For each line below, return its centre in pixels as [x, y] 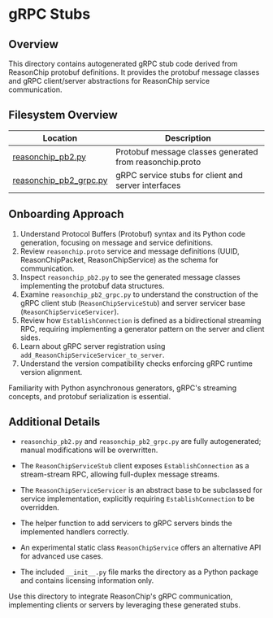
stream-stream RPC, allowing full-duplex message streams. [120, 474]
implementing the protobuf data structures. [92, 285]
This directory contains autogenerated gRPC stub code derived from [123, 63]
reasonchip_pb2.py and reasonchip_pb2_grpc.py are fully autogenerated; [141, 442]
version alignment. [51, 372]
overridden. [39, 507]
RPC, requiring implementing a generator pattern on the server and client [142, 329]
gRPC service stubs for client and [179, 175]
